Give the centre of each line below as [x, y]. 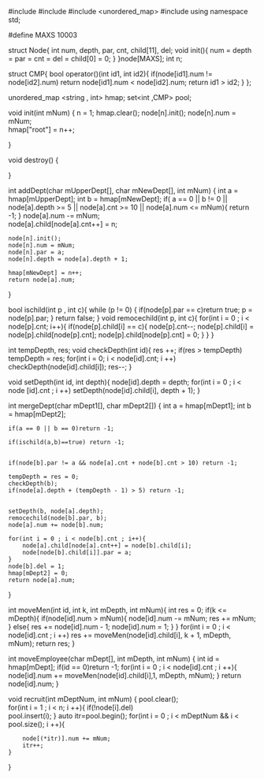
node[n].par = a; [37, 252]
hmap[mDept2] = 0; [38, 573]
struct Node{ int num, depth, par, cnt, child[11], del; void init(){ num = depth [130, 50]
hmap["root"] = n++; [41, 130]
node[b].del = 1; [37, 566]
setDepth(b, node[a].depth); [56, 511]
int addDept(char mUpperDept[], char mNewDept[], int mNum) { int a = [123, 191]
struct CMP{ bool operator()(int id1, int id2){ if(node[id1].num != [110, 74]
